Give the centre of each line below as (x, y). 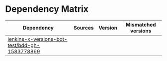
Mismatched (141, 25)
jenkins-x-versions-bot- (38, 39)
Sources (84, 28)
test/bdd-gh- (24, 45)
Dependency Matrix (47, 9)
